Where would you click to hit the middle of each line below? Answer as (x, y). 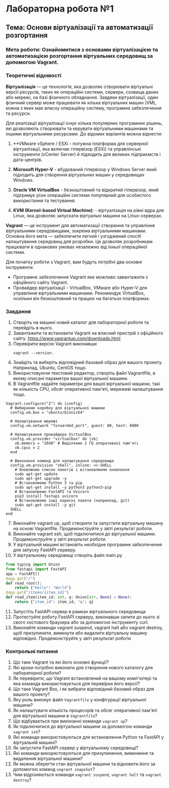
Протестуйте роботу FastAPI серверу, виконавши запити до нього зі (86, 617)
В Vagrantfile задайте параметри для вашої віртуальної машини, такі (87, 384)
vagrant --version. (33, 353)
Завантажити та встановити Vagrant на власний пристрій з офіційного (88, 333)
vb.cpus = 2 (27, 448)
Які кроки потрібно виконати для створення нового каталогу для (83, 668)
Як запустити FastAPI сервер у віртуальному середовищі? (76, 748)
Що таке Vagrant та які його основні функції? (61, 662)
